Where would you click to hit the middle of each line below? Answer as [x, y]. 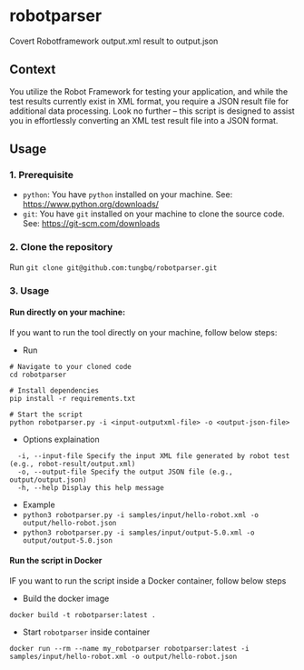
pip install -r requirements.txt [73, 398]
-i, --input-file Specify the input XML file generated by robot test [154, 455]
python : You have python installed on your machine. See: [127, 195]
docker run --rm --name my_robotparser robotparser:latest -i [129, 649]
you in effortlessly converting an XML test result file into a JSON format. [144, 120]
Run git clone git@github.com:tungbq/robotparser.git [113, 267]
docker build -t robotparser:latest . [83, 615]
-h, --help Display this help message [91, 487]
